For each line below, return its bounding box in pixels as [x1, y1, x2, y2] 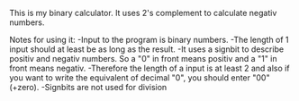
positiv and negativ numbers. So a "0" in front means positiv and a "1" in [9, 54, 277, 63]
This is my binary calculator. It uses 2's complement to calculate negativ [9, 8, 277, 18]
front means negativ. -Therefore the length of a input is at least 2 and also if [9, 63, 290, 73]
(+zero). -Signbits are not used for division [9, 82, 168, 92]
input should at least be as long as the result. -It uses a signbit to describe [9, 44, 285, 55]
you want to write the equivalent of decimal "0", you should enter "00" [9, 72, 270, 83]
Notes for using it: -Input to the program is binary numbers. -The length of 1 [9, 35, 290, 45]
